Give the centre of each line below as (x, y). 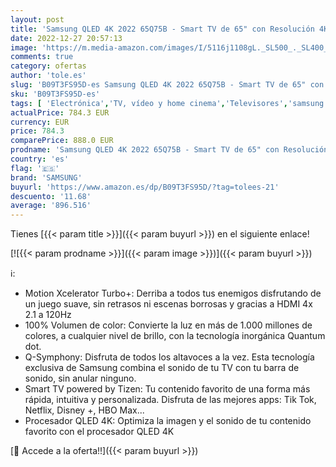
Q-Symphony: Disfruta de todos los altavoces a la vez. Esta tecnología (169, 357)
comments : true (42, 57)
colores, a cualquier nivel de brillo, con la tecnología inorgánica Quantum (175, 336)
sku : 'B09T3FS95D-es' (55, 94)
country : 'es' (40, 159)
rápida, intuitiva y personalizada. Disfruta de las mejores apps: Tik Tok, (170, 400)
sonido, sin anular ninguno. (80, 378)
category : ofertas (48, 66)
